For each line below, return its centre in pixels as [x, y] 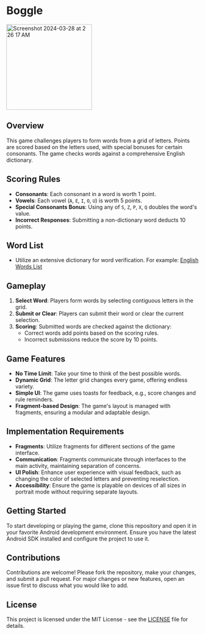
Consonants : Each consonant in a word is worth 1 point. [86, 194]
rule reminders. [34, 399]
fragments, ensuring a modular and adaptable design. [83, 412]
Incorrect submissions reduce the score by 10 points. [91, 340]
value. [23, 213]
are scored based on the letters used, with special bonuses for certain [95, 147]
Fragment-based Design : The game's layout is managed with [93, 406]
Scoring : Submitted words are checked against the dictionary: [93, 327]
